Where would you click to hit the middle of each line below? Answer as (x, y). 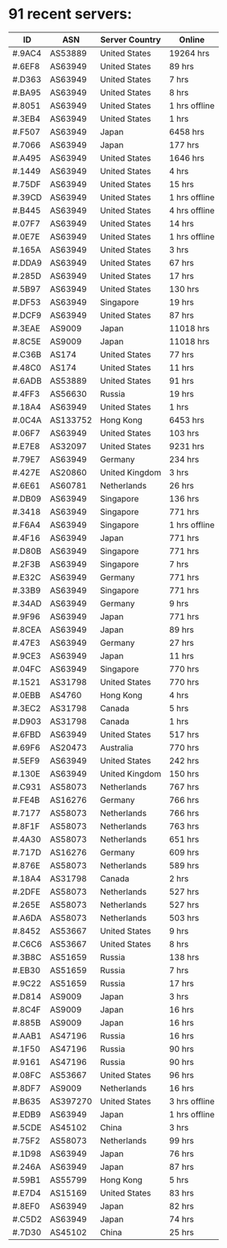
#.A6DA (27, 917)
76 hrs (182, 1154)
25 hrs (182, 1232)
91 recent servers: (70, 14)
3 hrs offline (192, 1101)
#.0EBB (27, 695)
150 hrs (184, 773)
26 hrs (182, 485)
